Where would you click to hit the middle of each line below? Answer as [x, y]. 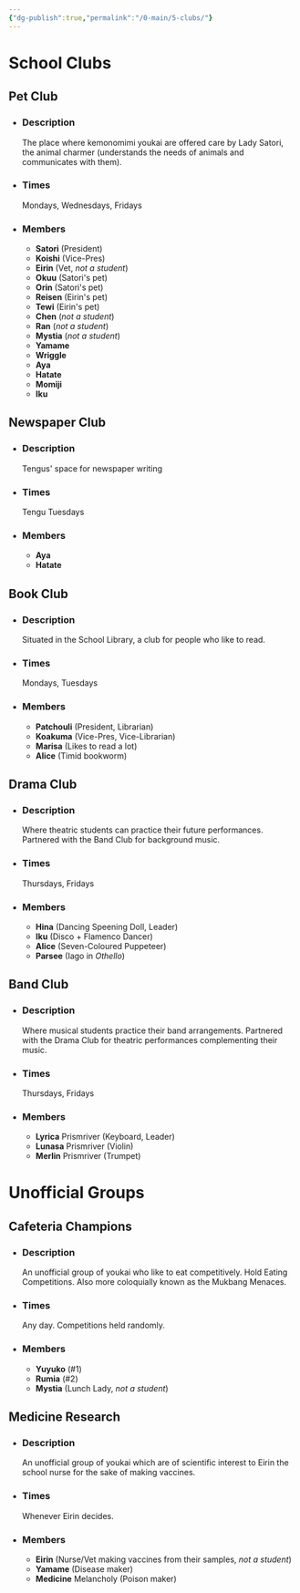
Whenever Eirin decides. [68, 1515]
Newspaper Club [57, 423]
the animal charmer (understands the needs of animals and [133, 152]
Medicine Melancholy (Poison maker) [106, 1578]
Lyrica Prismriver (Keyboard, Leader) [105, 1137]
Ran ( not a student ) [72, 326]
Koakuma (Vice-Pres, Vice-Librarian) [105, 736]
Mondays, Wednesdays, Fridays [82, 205]
